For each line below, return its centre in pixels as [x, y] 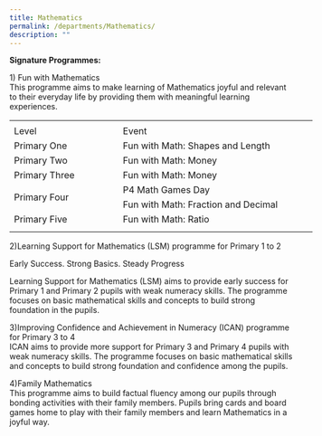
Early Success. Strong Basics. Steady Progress [97, 263]
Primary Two [41, 161]
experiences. [34, 107]
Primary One [41, 146]
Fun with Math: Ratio [166, 220]
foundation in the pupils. [54, 309]
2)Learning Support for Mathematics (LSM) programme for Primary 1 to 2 [146, 246]
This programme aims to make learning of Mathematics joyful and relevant [148, 88]
